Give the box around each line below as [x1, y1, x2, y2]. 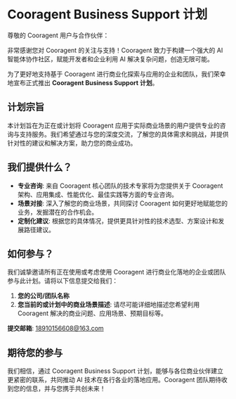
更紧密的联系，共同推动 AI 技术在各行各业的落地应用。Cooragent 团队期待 [7, 376, 221, 384]
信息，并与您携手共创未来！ [25, 384, 106, 393]
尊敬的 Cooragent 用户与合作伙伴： [7, 31, 110, 39]
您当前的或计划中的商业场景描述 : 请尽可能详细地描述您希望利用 [17, 300, 200, 309]
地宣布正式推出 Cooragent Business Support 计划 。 [7, 78, 159, 87]
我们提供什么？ [7, 161, 72, 173]
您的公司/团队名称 [17, 291, 70, 300]
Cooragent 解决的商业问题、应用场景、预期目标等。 [17, 309, 167, 317]
